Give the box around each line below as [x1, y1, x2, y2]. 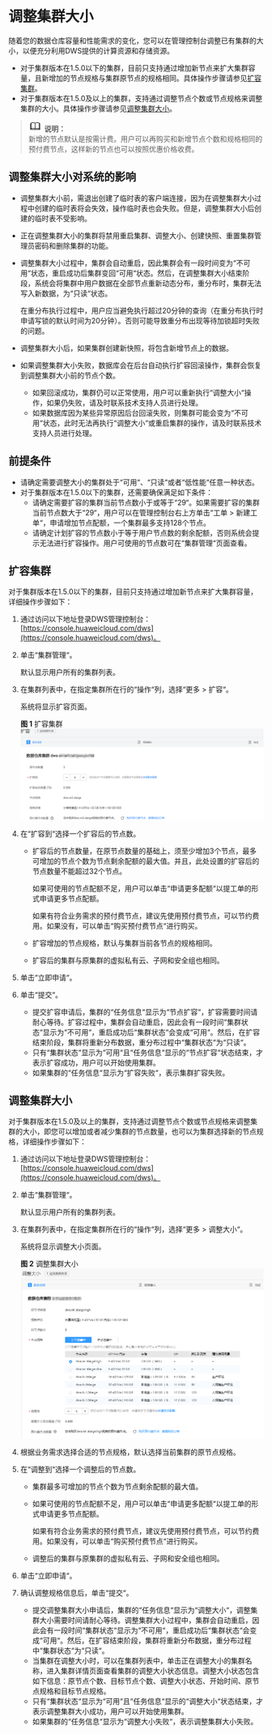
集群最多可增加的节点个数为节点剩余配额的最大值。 [32, 1482, 203, 1491]
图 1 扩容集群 [19, 719, 63, 729]
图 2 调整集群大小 [19, 1259, 79, 1269]
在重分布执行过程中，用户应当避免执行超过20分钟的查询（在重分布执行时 [19, 305, 264, 315]
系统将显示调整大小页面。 [19, 1241, 106, 1252]
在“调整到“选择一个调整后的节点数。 [19, 1464, 141, 1474]
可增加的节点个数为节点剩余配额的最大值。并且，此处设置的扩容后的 [32, 856, 260, 865]
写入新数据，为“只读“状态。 [19, 288, 113, 298]
